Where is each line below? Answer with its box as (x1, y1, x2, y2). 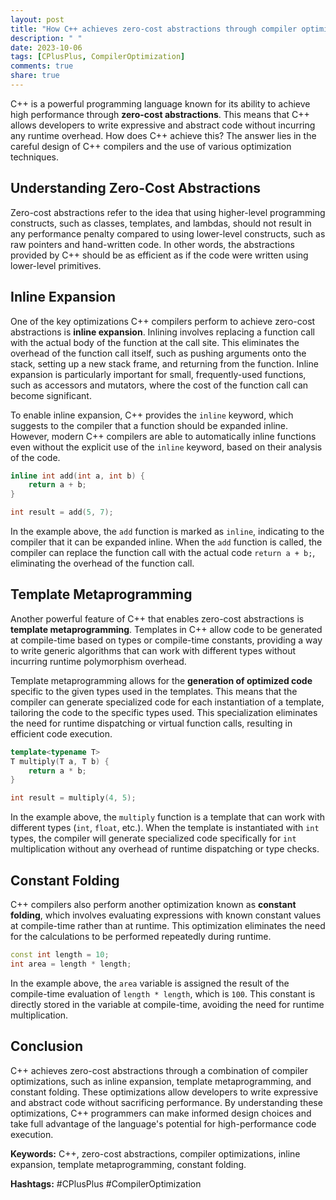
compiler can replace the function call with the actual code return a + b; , (10, 547, 316, 558)
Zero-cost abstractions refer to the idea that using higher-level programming (10, 206, 326, 218)
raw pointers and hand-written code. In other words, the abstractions (10, 238, 295, 250)
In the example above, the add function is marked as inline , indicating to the (10, 526, 325, 537)
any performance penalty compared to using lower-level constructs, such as (10, 227, 326, 240)
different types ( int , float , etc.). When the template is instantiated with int (10, 822, 320, 834)
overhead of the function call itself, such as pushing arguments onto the (10, 347, 307, 359)
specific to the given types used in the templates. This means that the (10, 685, 298, 697)
